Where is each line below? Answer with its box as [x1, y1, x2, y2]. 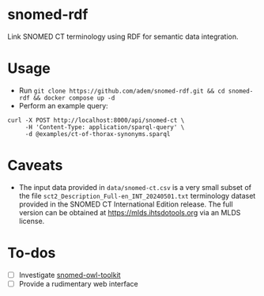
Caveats [7, 157, 63, 175]
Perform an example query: [18, 101, 108, 110]
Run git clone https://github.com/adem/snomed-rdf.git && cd [18, 85, 225, 95]
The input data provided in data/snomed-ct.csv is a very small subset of [18, 182, 252, 192]
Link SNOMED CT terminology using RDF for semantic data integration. [7, 32, 239, 41]
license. [18, 216, 45, 226]
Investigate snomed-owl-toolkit [18, 270, 121, 279]
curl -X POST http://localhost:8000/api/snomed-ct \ [7, 116, 185, 124]
